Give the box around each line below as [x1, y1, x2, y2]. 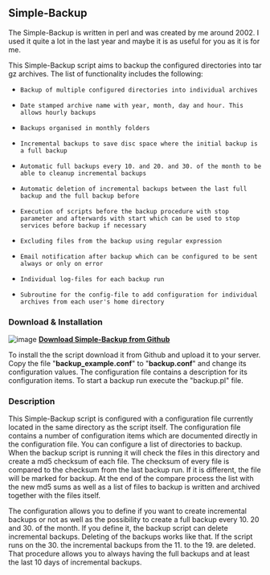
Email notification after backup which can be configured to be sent [19, 252, 259, 260]
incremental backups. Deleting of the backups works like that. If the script [8, 532, 253, 541]
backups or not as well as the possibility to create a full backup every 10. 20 [8, 515, 260, 524]
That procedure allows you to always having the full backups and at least [8, 549, 251, 559]
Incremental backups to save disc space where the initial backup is [19, 140, 259, 148]
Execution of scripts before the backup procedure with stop [19, 207, 230, 215]
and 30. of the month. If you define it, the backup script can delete [8, 524, 229, 533]
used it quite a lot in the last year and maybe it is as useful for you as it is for [8, 36, 260, 46]
